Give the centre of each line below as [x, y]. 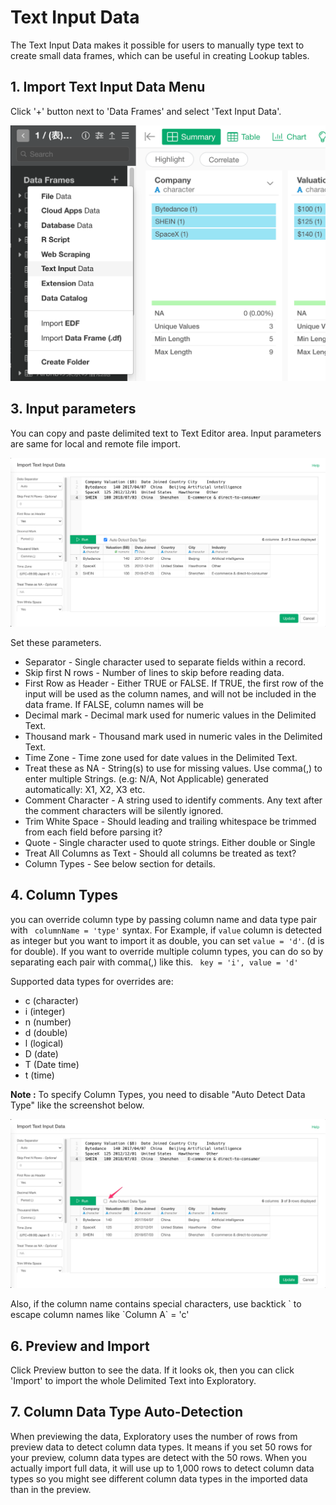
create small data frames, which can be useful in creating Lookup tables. [160, 55]
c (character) [51, 1000]
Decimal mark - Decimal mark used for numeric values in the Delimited [170, 715]
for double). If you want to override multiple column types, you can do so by [167, 951]
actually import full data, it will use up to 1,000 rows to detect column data [162, 1468]
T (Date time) [52, 1064]
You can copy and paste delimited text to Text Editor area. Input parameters [166, 433]
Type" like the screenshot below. [77, 1105]
